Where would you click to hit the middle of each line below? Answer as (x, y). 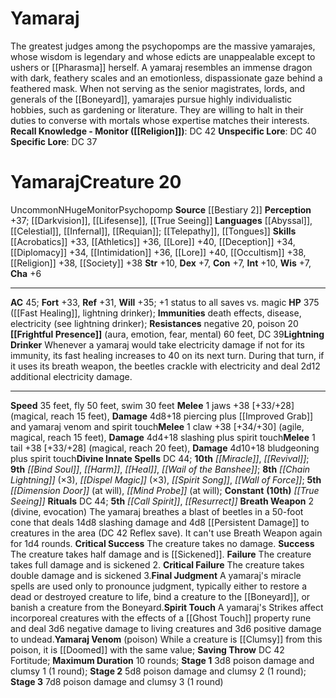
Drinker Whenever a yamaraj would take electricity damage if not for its (158, 344)
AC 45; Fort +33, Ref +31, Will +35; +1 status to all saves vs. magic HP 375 (165, 302)
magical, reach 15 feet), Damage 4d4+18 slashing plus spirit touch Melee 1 (163, 437)
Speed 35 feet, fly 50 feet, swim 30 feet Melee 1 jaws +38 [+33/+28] (152, 405)
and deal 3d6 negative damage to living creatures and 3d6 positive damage (166, 628)
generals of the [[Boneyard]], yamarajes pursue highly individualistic (151, 99)
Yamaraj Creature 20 (96, 182)
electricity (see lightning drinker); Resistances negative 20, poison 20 (154, 323)
